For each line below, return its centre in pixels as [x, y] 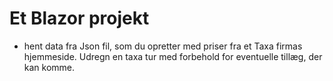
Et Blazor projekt [79, 18]
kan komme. [49, 67]
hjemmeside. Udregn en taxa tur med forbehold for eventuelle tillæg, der [173, 56]
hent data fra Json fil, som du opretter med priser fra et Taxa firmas [163, 46]
